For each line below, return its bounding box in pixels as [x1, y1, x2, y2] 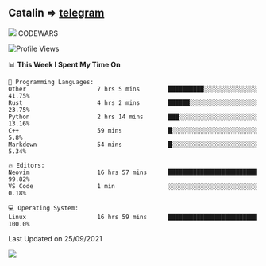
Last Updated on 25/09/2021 [8, 233, 102, 243]
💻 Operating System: [8, 204, 79, 212]
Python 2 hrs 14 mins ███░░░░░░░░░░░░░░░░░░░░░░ [8, 113, 258, 121]
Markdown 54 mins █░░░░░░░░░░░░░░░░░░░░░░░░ [8, 141, 258, 148]
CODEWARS [17, 28, 59, 38]
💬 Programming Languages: [8, 78, 94, 86]
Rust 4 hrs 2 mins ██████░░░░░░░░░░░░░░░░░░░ [8, 98, 258, 106]
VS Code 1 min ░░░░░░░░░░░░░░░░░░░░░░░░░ [8, 182, 258, 190]
